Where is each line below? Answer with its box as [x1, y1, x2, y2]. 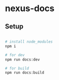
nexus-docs [5, 3, 55, 14]
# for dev [5, 52, 25, 57]
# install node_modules [5, 39, 53, 44]
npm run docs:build [5, 70, 44, 75]
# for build [5, 66, 29, 71]
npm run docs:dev [5, 57, 40, 62]
